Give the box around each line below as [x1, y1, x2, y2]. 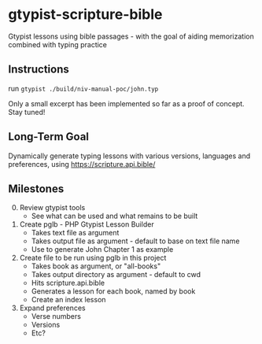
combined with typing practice [8, 39, 108, 49]
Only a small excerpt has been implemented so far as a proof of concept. [8, 98, 245, 108]
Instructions [8, 63, 69, 76]
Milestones [8, 182, 65, 195]
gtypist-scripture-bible [8, 6, 163, 24]
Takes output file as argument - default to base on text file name [31, 236, 240, 246]
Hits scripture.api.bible [31, 278, 105, 288]
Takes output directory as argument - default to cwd [31, 270, 201, 279]
